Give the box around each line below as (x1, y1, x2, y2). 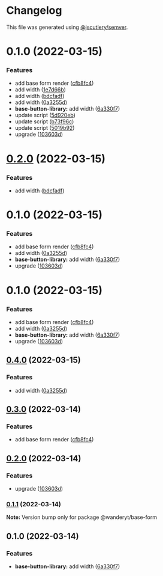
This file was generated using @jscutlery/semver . (6, 23, 128, 31)
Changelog (6, 4, 62, 17)
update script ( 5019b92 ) (14, 124, 75, 132)
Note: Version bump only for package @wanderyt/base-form (6, 513, 158, 521)
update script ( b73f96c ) (14, 118, 74, 125)
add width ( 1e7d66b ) (14, 86, 66, 93)
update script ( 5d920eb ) (14, 112, 76, 119)
